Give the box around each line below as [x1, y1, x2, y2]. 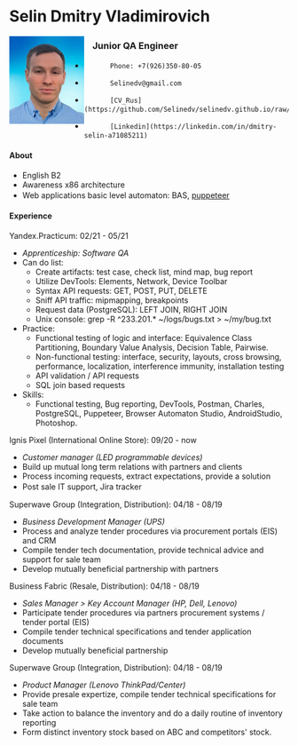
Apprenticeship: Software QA [21, 247, 129, 258]
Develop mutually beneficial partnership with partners [21, 563, 219, 574]
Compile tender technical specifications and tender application [21, 626, 252, 637]
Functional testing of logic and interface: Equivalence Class [35, 332, 253, 343]
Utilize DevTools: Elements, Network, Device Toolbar [35, 275, 228, 286]
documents [21, 635, 64, 646]
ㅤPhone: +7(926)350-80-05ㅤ [103, 62, 208, 71]
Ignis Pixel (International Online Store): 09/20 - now [9, 434, 197, 445]
